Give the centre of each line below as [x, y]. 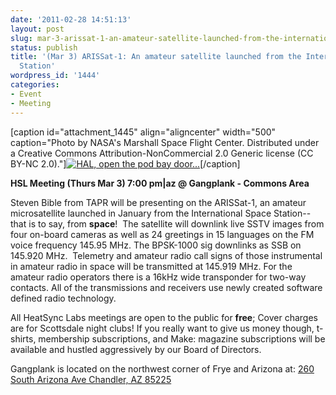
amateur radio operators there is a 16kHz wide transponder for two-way [158, 277]
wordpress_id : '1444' [55, 76]
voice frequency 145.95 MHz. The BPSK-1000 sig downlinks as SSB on [156, 245]
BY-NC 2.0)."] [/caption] [125, 163]
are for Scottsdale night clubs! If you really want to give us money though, [162, 328]
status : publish [44, 47]
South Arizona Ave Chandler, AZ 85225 [91, 379]
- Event [26, 94]
